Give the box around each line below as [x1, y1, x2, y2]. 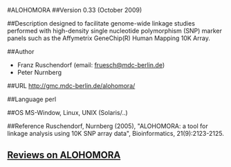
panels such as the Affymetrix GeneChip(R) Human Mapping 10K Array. [7, 34, 211, 42]
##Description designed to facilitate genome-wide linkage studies [7, 19, 196, 27]
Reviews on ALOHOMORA [7, 149, 121, 161]
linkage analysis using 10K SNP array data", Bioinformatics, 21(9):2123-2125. [7, 130, 225, 137]
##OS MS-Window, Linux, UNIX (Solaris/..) [7, 109, 128, 116]
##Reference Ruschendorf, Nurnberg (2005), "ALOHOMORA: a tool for [7, 122, 209, 130]
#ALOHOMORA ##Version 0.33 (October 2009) [7, 6, 142, 14]
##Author [7, 48, 35, 55]
